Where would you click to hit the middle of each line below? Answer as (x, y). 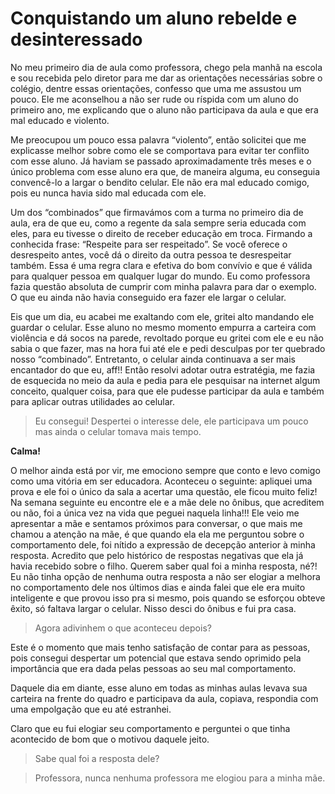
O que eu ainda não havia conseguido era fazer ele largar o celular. (148, 297)
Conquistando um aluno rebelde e (154, 18)
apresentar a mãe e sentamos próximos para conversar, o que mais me (156, 523)
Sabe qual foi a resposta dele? (97, 758)
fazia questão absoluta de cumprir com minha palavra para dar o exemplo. (163, 286)
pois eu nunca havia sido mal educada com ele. (108, 193)
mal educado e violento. (60, 120)
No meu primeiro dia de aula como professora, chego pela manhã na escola (166, 67)
